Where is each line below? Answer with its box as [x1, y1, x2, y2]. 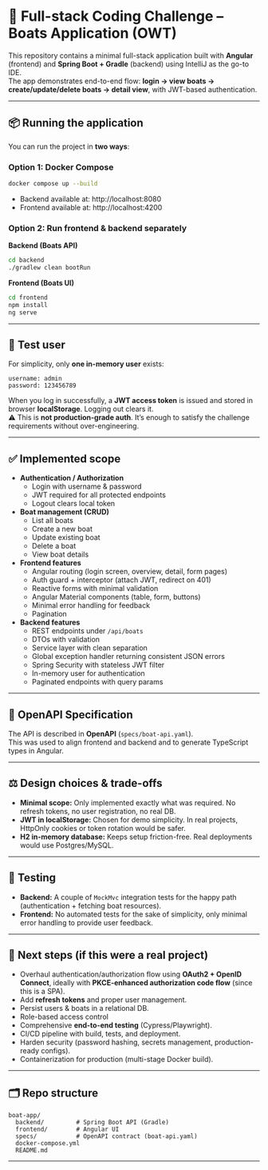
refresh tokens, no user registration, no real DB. [19, 806, 176, 816]
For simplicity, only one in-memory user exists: [8, 359, 164, 369]
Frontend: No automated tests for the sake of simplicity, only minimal [19, 909, 247, 919]
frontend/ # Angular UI [15, 1125, 120, 1134]
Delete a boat [31, 541, 77, 551]
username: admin [8, 375, 62, 383]
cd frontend [8, 293, 48, 301]
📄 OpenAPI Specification [8, 708, 133, 721]
